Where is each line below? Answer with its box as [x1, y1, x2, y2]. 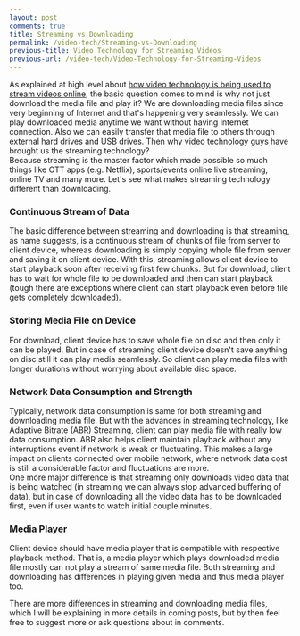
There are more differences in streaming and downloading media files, [9, 599, 268, 609]
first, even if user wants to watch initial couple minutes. [9, 500, 212, 511]
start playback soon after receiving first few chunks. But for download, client [9, 264, 291, 275]
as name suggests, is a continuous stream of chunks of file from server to [9, 235, 281, 246]
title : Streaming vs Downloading [9, 29, 134, 38]
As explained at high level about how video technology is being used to [9, 79, 271, 89]
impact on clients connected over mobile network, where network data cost [9, 452, 287, 464]
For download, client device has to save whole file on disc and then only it [9, 335, 281, 345]
